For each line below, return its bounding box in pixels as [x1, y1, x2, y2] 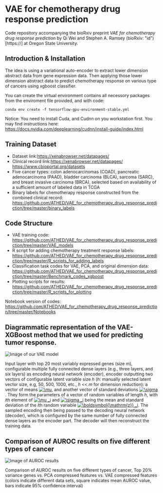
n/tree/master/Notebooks [5, 309, 56, 315]
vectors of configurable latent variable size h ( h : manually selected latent [5, 376, 151, 382]
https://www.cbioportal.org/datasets [12, 164, 85, 169]
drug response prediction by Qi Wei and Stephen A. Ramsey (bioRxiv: [5, 35, 144, 41]
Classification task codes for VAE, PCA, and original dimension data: [12, 263, 149, 269]
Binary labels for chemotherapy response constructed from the [12, 189, 139, 195]
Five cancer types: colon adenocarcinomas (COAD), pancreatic [12, 168, 140, 174]
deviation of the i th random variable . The [5, 402, 148, 408]
